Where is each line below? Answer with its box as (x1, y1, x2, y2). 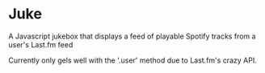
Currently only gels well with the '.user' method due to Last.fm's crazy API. (8, 55, 257, 65)
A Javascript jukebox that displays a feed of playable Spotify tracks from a (8, 31, 256, 41)
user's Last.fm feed (8, 39, 74, 49)
